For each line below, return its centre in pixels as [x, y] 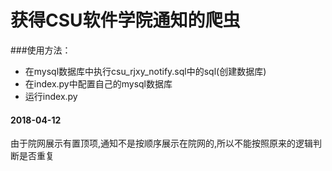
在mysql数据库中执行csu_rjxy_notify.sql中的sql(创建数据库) [145, 71]
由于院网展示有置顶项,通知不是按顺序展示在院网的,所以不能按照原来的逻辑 [162, 143]
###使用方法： [41, 50]
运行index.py [51, 96]
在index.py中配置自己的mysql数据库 [98, 83]
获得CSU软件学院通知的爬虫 [125, 20]
